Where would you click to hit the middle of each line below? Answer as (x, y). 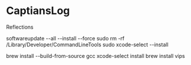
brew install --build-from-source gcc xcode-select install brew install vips (95, 56)
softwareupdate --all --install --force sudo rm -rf (65, 38)
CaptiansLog (38, 11)
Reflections (20, 27)
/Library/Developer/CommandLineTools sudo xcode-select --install (88, 45)
